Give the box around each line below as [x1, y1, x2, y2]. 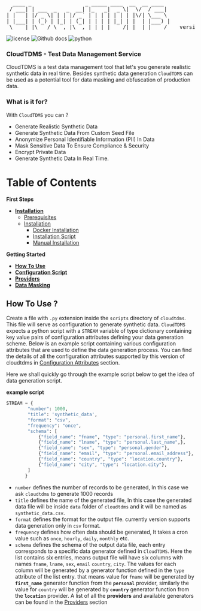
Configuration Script [14, 269, 68, 276]
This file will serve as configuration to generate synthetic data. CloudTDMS [6, 321, 185, 328]
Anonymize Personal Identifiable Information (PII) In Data [14, 136, 155, 143]
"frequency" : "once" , [28, 423, 82, 429]
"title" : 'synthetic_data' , [28, 411, 98, 418]
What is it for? [6, 98, 48, 106]
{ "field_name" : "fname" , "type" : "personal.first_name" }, [38, 434, 186, 440]
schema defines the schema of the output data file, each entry [14, 541, 166, 548]
